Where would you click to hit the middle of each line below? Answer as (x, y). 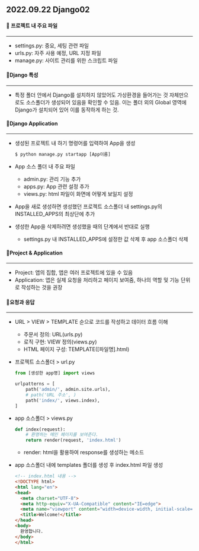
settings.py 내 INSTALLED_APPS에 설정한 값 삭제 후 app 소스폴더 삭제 (106, 239)
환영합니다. (32, 531)
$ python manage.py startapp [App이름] (62, 154)
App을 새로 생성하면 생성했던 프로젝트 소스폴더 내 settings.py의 (89, 206)
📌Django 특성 (22, 75)
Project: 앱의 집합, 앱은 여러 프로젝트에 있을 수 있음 (74, 273)
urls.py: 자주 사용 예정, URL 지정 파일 (58, 53)
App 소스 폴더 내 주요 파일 (45, 166)
